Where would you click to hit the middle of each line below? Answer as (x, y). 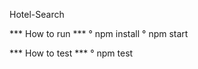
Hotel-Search (37, 14)
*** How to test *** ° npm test (71, 53)
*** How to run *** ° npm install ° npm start (99, 33)
